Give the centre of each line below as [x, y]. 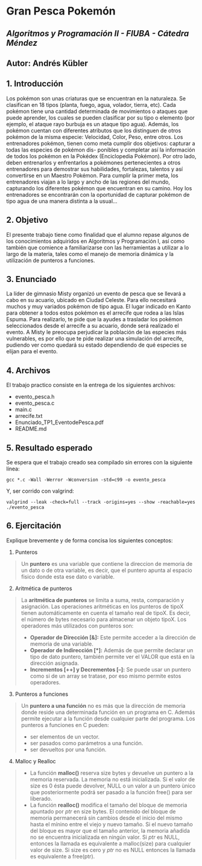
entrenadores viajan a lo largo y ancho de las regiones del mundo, [88, 182]
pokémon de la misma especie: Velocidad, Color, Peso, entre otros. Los [95, 136]
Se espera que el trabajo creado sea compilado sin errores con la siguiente [99, 463]
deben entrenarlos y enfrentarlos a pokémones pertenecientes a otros [93, 162]
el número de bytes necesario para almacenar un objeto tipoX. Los [104, 619]
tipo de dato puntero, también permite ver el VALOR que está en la [112, 656]
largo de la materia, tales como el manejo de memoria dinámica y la [90, 254]
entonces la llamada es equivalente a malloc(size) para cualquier [110, 843]
